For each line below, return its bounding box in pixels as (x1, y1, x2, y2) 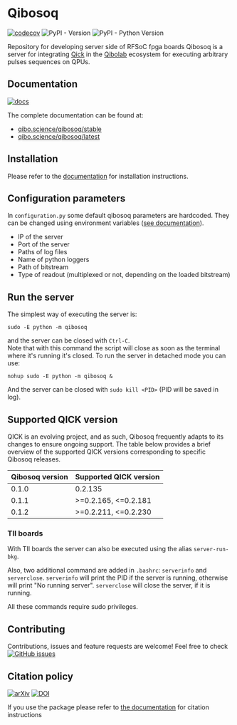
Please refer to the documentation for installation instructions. (7, 172, 189, 180)
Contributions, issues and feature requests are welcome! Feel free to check (7, 642, 228, 651)
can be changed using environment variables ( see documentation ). (7, 219, 204, 227)
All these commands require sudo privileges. (7, 603, 139, 611)
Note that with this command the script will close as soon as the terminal (7, 344, 221, 353)
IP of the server (17, 233, 63, 241)
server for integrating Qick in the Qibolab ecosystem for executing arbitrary (7, 50, 228, 58)
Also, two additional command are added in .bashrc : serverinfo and (7, 566, 207, 575)
